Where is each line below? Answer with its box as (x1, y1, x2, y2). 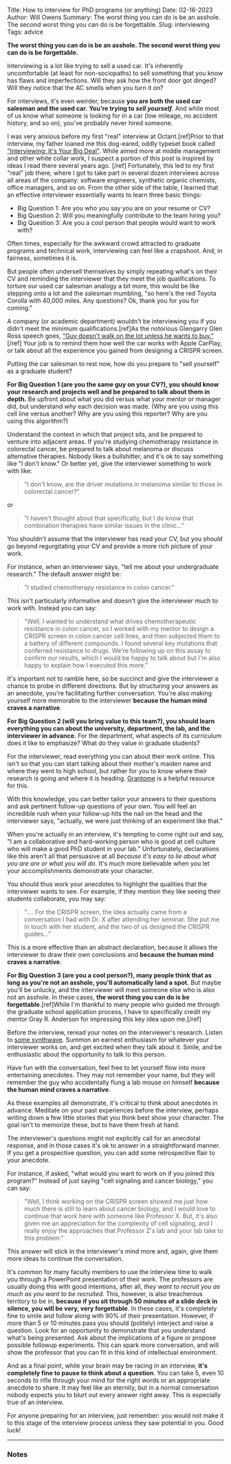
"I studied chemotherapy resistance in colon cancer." (23, 583, 175, 591)
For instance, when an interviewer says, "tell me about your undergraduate (7, 563, 219, 570)
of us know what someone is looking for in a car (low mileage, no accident (7, 111, 218, 120)
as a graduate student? (7, 367, 72, 375)
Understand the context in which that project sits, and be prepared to (7, 430, 203, 438)
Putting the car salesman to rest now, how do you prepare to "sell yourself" (7, 360, 220, 367)
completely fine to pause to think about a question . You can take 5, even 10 (7, 1369, 224, 1377)
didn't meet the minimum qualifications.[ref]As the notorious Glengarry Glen (7, 325, 223, 332)
